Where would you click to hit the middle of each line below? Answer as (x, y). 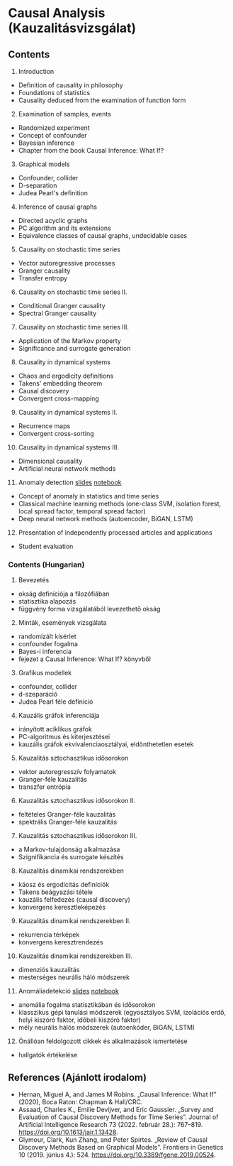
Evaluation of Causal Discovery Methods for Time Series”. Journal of (118, 1117)
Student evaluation (46, 546)
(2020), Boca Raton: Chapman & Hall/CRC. (80, 1102)
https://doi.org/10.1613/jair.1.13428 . (68, 1132)
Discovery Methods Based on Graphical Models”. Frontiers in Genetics (121, 1148)
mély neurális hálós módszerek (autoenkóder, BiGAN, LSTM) (107, 1028)
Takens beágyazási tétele (55, 892)
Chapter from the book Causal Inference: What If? (91, 150)
